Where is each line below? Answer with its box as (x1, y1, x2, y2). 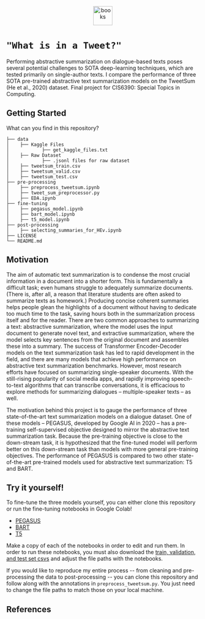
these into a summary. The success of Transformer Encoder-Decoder (6, 342, 182, 350)
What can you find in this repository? (6, 124, 99, 132)
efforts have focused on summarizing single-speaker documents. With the (6, 368, 194, 376)
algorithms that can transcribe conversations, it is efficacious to (24, 381, 185, 389)
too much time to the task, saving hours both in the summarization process (6, 310, 195, 317)
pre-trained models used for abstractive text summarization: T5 (32, 458, 193, 465)
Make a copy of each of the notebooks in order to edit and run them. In (6, 542, 185, 549)
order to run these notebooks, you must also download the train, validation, (6, 549, 196, 556)
